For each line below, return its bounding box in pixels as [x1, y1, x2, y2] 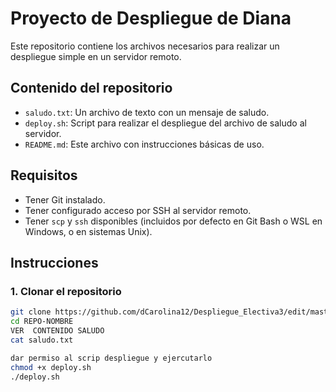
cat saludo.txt [10, 335, 74, 345]
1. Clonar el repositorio [10, 284, 122, 298]
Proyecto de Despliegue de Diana [10, 7, 292, 30]
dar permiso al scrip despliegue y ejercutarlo [10, 353, 213, 363]
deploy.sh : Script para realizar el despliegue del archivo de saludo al [24, 117, 307, 129]
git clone [10, 307, 52, 317]
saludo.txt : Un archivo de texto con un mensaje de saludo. [24, 106, 270, 118]
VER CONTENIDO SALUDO [10, 326, 105, 336]
